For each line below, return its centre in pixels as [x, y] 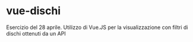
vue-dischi [34, 11]
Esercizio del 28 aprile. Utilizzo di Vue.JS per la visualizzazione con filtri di [97, 27]
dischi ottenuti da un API [36, 33]
